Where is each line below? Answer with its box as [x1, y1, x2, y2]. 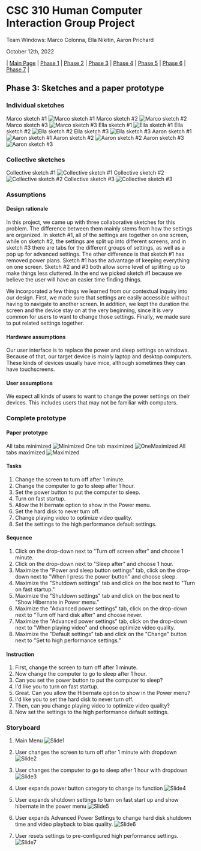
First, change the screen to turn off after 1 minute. [14, 664, 138, 671]
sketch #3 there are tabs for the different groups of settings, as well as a [6, 244, 185, 251]
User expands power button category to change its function [14, 784, 163, 792]
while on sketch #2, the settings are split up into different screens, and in [6, 238, 187, 245]
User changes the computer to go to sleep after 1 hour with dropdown [14, 766, 188, 774]
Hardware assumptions [6, 333, 66, 340]
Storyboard [6, 724, 40, 732]
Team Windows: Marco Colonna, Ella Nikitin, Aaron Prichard [6, 36, 154, 43]
